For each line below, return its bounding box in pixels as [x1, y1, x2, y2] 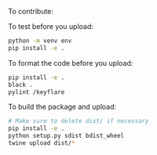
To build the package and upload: [8, 102, 117, 112]
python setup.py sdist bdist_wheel [8, 132, 125, 140]
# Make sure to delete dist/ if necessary [8, 117, 149, 125]
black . [8, 81, 34, 88]
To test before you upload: [8, 22, 94, 31]
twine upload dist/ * [8, 139, 76, 147]
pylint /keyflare [8, 88, 65, 96]
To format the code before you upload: [8, 58, 133, 67]
